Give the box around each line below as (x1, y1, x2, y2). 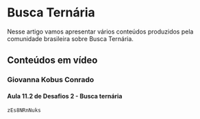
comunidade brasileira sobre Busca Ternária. (7, 34, 134, 42)
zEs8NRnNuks (7, 107, 41, 114)
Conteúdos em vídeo (7, 55, 98, 66)
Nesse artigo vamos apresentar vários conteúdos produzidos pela (7, 27, 194, 36)
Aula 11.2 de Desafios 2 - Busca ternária (7, 92, 123, 100)
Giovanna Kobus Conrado (7, 75, 95, 85)
